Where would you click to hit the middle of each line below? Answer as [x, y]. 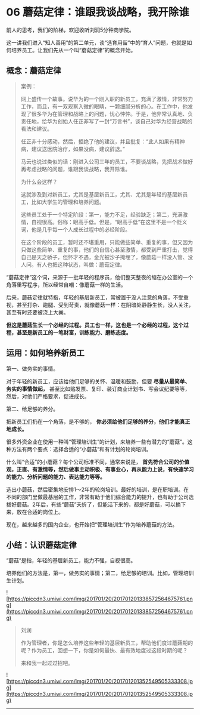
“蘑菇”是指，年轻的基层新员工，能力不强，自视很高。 [71, 560]
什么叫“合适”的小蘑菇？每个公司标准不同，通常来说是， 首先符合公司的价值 [98, 462]
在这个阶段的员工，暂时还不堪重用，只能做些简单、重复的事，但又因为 [107, 242]
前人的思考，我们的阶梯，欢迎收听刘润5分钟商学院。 [71, 30]
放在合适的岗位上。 [40, 511]
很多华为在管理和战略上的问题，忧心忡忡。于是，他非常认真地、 [110, 113]
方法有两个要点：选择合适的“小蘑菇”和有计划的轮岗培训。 [81, 449]
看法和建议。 [36, 128]
